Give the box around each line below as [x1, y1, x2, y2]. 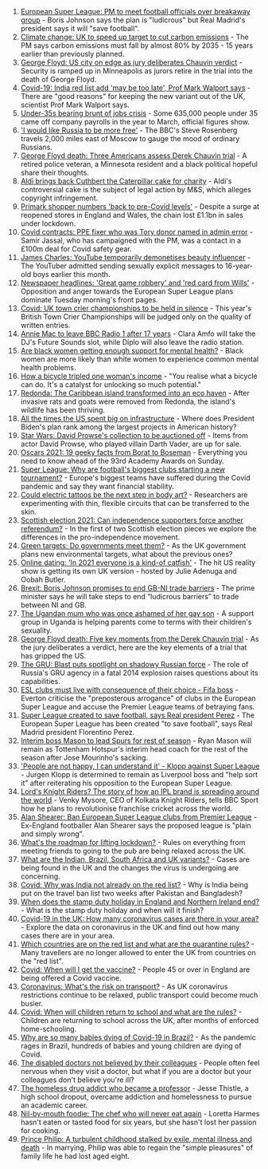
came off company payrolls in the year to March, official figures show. [20, 117, 250, 126]
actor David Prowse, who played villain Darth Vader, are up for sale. [20, 439, 242, 448]
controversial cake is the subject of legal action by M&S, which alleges [20, 185, 251, 194]
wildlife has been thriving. [20, 405, 106, 414]
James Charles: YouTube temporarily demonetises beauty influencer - [20, 253, 251, 262]
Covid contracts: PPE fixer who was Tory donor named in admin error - [20, 227, 254, 236]
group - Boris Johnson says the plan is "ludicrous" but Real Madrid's [20, 15, 246, 25]
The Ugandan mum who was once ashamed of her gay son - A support [20, 609, 254, 618]
